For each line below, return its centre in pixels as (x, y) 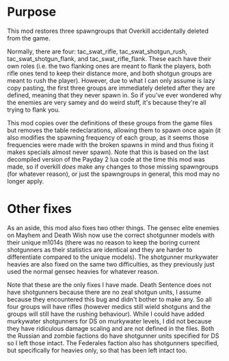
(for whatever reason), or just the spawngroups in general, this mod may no (113, 174)
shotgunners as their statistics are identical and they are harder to (100, 249)
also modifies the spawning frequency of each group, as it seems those (108, 137)
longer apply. (26, 181)
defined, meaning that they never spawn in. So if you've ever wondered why (114, 95)
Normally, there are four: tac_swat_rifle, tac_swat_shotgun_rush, (97, 51)
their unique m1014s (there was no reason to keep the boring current (104, 242)
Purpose (32, 12)
